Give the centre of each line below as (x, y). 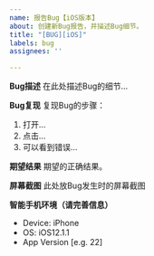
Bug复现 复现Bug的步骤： (58, 106)
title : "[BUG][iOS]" (48, 34)
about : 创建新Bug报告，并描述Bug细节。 (76, 26)
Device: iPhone (51, 223)
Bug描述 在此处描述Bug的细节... (69, 86)
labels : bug (32, 43)
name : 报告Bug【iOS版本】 (54, 18)
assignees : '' (36, 52)
